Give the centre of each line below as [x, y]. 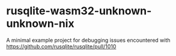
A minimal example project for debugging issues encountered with [88, 40]
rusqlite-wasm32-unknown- [79, 11]
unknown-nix [40, 24]
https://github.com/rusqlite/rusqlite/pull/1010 [61, 46]
